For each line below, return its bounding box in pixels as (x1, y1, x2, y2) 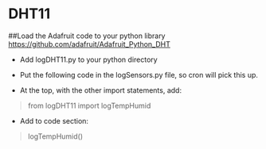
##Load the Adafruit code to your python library (8, 31, 166, 40)
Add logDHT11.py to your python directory (19, 55, 158, 64)
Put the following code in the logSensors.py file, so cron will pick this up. (19, 70, 259, 79)
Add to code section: (19, 116, 89, 125)
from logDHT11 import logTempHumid (27, 101, 151, 110)
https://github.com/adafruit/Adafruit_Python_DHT (8, 39, 171, 48)
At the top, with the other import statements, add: (19, 85, 182, 95)
